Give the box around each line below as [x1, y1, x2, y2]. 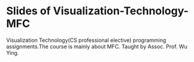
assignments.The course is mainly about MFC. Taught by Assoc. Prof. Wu [6, 43, 187, 50]
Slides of [6, 4, 51, 18]
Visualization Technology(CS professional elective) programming [6, 36, 166, 44]
